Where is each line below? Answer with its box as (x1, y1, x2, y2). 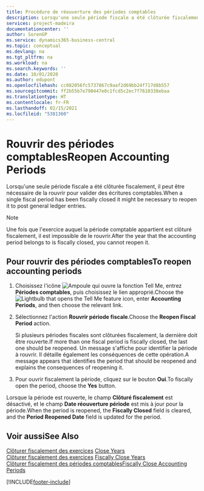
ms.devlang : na (6, 49, 45, 55)
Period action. (15, 320, 51, 327)
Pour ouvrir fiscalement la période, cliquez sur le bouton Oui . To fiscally (15, 375, 193, 383)
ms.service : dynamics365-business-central (6, 37, 115, 43)
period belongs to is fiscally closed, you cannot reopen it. (6, 239, 150, 246)
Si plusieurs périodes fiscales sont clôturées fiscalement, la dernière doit (15, 332, 197, 339)
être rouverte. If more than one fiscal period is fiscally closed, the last (15, 338, 188, 346)
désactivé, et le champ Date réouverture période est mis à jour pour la (6, 400, 184, 408)
